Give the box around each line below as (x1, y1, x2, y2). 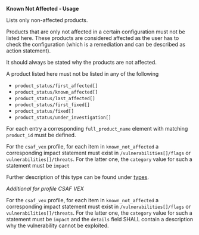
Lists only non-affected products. (6, 17, 88, 23)
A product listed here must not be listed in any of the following (6, 70, 159, 77)
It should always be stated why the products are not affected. (6, 59, 157, 66)
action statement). (6, 47, 51, 54)
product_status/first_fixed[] (14, 102, 91, 108)
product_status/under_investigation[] (14, 115, 111, 120)
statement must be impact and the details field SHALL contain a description (6, 216, 194, 222)
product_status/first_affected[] (14, 83, 98, 89)
